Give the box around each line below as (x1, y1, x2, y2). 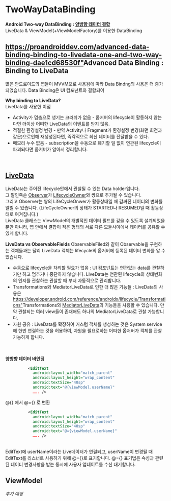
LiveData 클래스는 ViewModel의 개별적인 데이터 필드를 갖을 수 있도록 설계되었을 (5, 217, 165, 223)
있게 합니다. (5, 230, 29, 236)
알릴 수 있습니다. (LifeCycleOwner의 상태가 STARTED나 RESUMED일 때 (5, 204, 150, 210)
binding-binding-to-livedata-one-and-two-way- (5, 51, 162, 59)
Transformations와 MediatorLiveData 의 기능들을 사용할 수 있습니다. (22, 302, 159, 308)
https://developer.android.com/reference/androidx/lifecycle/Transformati (12, 296, 166, 302)
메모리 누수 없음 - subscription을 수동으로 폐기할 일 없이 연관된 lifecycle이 (12, 139, 161, 146)
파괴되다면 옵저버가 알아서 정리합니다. (12, 146, 88, 152)
